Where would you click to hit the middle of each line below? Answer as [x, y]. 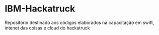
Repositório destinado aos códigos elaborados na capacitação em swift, [79, 22]
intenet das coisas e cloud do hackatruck [47, 27]
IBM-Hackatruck [40, 9]
